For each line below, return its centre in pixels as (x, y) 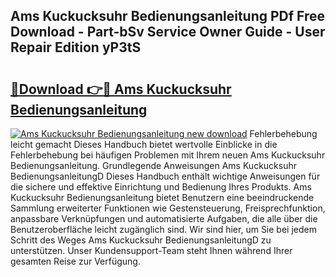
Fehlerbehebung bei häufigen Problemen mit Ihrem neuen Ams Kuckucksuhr (168, 155)
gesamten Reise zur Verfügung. (75, 261)
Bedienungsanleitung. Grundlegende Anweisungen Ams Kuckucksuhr (153, 165)
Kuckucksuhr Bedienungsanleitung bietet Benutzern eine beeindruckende (162, 197)
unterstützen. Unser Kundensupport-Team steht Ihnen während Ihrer (151, 250)
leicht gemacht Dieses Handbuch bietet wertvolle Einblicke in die (144, 144)
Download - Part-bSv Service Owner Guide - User (168, 32)
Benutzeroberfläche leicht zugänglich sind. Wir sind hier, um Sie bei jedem (163, 229)
